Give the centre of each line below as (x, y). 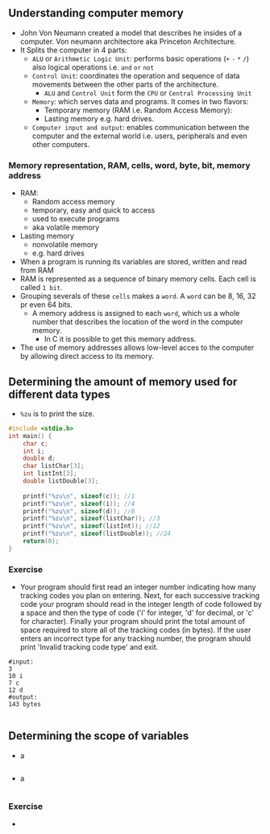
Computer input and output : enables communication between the (141, 127)
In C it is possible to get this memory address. (120, 339)
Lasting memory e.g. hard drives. (99, 118)
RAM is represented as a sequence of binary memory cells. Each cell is (138, 279)
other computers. (61, 144)
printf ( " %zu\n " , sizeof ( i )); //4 (79, 503)
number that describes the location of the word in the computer (137, 322)
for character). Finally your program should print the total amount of (133, 621)
